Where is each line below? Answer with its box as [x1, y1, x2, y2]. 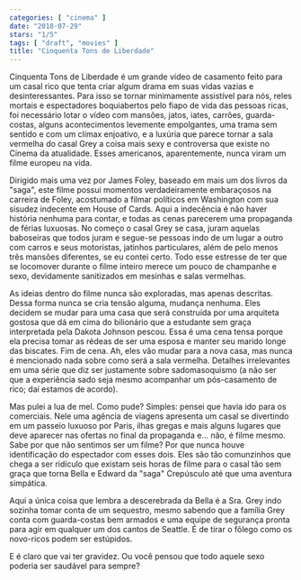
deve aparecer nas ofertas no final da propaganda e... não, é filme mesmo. [9, 430, 286, 441]
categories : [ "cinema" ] [9, 13, 106, 23]
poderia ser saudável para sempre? [9, 560, 141, 572]
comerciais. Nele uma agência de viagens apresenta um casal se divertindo [9, 411, 289, 421]
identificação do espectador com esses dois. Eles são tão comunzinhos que [9, 449, 292, 460]
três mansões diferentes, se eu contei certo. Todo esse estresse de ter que [9, 251, 288, 262]
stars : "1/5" [9, 30, 58, 39]
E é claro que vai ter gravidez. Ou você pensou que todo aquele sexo [9, 551, 265, 562]
